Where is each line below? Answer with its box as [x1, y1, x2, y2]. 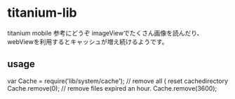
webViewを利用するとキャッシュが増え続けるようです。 [7, 37, 168, 46]
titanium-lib [7, 5, 77, 21]
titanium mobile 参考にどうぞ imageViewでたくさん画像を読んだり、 [7, 29, 203, 37]
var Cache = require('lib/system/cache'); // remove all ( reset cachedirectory [7, 77, 229, 85]
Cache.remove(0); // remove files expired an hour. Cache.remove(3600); [7, 84, 217, 92]
